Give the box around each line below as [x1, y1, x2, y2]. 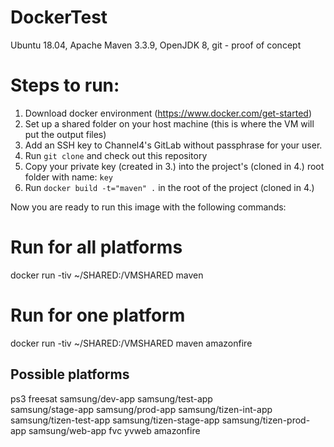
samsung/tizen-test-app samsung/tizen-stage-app [10, 414, 220, 426]
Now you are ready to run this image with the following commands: [10, 201, 287, 213]
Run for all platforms [10, 236, 183, 259]
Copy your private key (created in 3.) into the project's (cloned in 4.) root [24, 160, 325, 172]
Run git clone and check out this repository [24, 149, 208, 161]
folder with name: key [24, 171, 113, 183]
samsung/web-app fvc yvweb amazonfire [28, 424, 201, 436]
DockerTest [10, 6, 108, 29]
